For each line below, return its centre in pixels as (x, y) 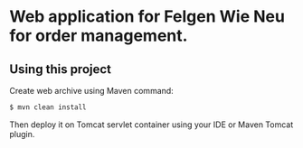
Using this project (60, 69)
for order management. (99, 36)
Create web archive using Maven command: (91, 91)
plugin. (22, 134)
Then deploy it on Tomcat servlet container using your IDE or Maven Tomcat (151, 125)
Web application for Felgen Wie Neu (147, 17)
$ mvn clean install (48, 107)
